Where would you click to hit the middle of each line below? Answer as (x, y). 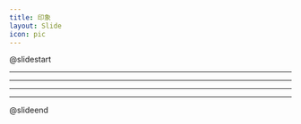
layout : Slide (36, 26)
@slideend (29, 110)
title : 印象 (30, 17)
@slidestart (30, 60)
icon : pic (28, 34)
